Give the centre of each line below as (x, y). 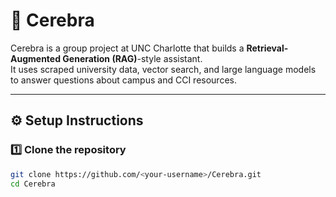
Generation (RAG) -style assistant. (132, 58)
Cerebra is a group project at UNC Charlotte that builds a (127, 48)
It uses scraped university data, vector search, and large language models (163, 69)
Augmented (36, 58)
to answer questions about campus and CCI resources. (123, 80)
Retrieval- (267, 48)
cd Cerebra (33, 184)
